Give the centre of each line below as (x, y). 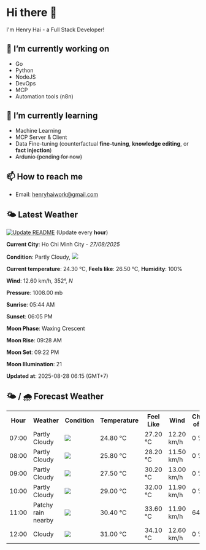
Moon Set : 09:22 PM (33, 352)
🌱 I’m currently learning (52, 116)
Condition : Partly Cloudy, (38, 257)
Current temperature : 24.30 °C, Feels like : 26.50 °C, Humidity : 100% (94, 269)
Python (24, 70)
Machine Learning (38, 130)
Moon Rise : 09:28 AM (34, 340)
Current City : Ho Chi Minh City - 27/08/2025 (63, 245)
